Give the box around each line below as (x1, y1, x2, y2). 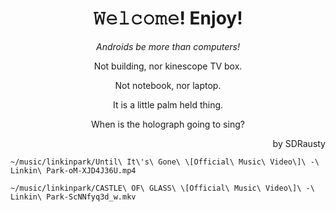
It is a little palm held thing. (112, 98, 224, 111)
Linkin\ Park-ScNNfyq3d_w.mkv (10, 192, 137, 202)
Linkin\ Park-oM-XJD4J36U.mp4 (10, 165, 137, 176)
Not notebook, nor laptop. (114, 79, 222, 91)
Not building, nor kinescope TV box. (93, 60, 243, 72)
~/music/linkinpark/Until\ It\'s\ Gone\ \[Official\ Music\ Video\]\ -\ (10, 157, 320, 167)
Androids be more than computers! (96, 40, 240, 52)
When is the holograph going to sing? (91, 118, 245, 130)
